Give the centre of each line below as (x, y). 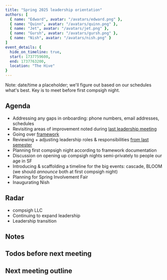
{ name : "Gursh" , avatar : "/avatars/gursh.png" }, (64, 33)
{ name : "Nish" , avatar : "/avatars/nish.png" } (61, 38)
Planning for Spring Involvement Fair (50, 177)
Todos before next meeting (49, 254)
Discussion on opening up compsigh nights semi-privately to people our (87, 155)
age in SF (22, 161)
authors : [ (17, 15)
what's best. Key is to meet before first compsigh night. (63, 90)
